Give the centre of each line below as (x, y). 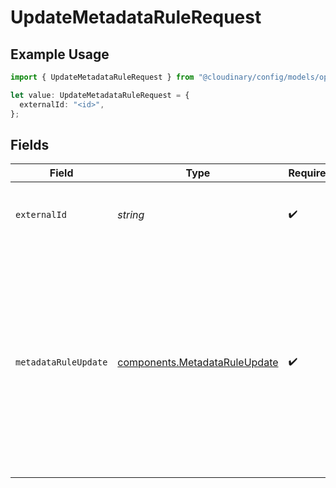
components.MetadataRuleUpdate (198, 363)
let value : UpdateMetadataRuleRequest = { (100, 95)
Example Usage (60, 54)
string (131, 215)
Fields (30, 144)
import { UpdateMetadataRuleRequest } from (102, 77)
